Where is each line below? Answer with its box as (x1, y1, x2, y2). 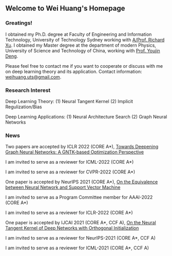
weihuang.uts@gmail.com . (5, 74, 62, 80)
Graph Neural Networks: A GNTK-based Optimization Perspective (5, 149, 144, 155)
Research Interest (5, 87, 51, 94)
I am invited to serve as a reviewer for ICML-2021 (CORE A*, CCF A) (5, 245, 149, 251)
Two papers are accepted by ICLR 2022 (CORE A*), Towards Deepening (5, 144, 159, 150)
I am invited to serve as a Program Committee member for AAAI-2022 (5, 194, 153, 201)
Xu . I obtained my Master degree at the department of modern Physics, (5, 42, 157, 48)
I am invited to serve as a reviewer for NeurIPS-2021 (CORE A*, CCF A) (5, 235, 156, 241)
